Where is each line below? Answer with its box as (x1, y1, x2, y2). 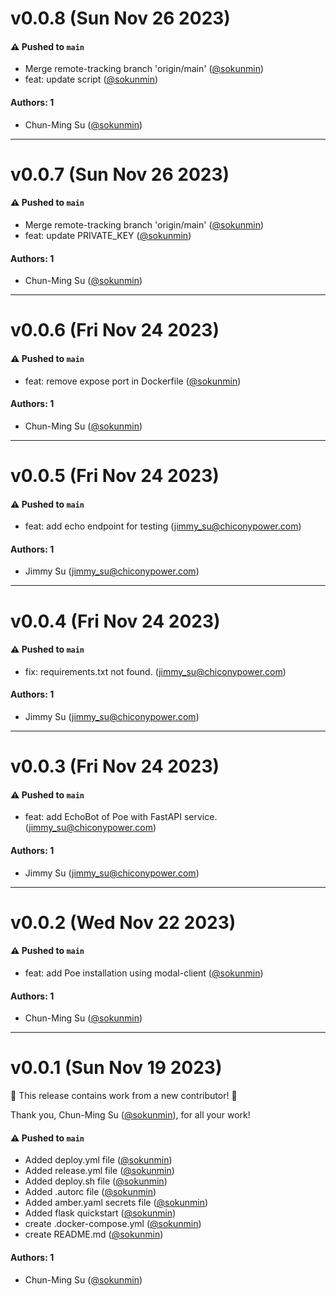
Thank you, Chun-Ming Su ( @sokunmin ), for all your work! (10, 1109, 251, 1121)
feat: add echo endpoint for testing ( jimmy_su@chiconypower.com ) (24, 520, 302, 532)
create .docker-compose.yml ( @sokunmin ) (24, 1218, 202, 1230)
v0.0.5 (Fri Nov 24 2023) (10, 464, 220, 487)
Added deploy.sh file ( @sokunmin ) (24, 1175, 168, 1187)
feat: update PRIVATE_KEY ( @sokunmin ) (24, 229, 192, 241)
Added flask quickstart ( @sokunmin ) (24, 1207, 177, 1219)
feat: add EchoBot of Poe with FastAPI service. (24, 811, 218, 823)
